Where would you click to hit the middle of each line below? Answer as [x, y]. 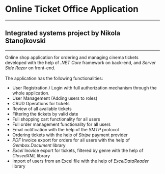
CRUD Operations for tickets [41, 103]
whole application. [31, 93]
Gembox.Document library [39, 145]
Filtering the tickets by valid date [45, 114]
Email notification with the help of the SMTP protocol [66, 129]
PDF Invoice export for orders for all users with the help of [71, 140]
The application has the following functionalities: [54, 78]
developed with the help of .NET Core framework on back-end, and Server [81, 62]
